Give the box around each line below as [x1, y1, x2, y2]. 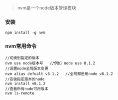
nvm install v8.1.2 [5, 81, 46, 86]
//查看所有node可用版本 [5, 86, 49, 91]
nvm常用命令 [5, 42, 37, 49]
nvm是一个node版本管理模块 [17, 5, 76, 10]
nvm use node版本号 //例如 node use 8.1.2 [5, 60, 96, 65]
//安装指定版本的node [5, 76, 45, 81]
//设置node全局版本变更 [5, 66, 49, 71]
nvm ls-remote [5, 90, 35, 95]
